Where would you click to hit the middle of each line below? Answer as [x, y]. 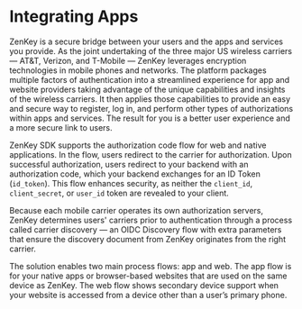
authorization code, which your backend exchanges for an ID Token [135, 174]
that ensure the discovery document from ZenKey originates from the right [148, 239]
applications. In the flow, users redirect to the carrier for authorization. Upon [151, 154]
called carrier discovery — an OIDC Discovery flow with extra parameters [146, 229]
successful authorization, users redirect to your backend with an [129, 164]
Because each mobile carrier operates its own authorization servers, [137, 210]
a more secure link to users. [61, 127]
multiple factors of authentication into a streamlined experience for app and [150, 79]
